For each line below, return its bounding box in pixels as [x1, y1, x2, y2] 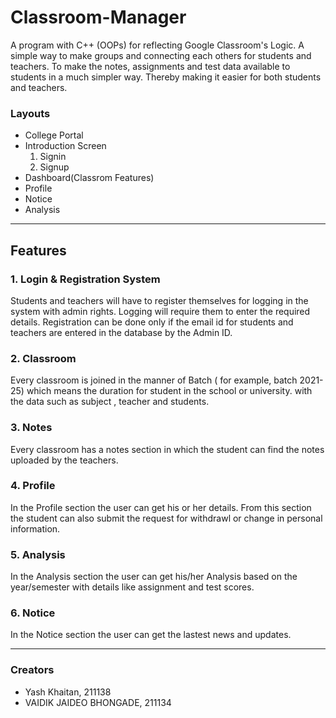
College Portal [24, 129, 84, 141]
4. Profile [10, 479, 56, 493]
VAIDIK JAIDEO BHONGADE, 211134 [24, 696, 172, 708]
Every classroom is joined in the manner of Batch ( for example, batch [10, 374, 298, 386]
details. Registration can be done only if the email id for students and [10, 316, 294, 328]
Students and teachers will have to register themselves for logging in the [10, 294, 309, 306]
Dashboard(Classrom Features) [24, 172, 155, 184]
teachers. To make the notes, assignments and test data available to [10, 60, 291, 72]
